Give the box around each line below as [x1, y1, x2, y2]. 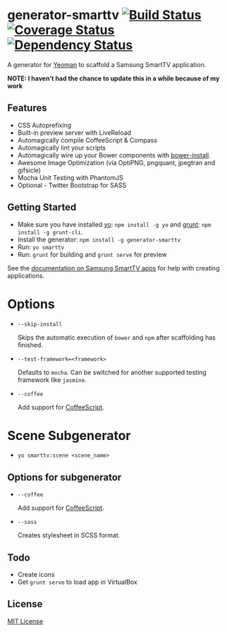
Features [7, 102, 47, 114]
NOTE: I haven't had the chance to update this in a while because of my [7, 74, 220, 83]
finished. [17, 340, 44, 349]
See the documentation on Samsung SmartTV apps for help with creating [7, 263, 220, 272]
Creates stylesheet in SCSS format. [17, 531, 121, 539]
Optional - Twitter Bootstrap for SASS [17, 181, 127, 189]
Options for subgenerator [7, 471, 122, 483]
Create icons [17, 571, 55, 579]
